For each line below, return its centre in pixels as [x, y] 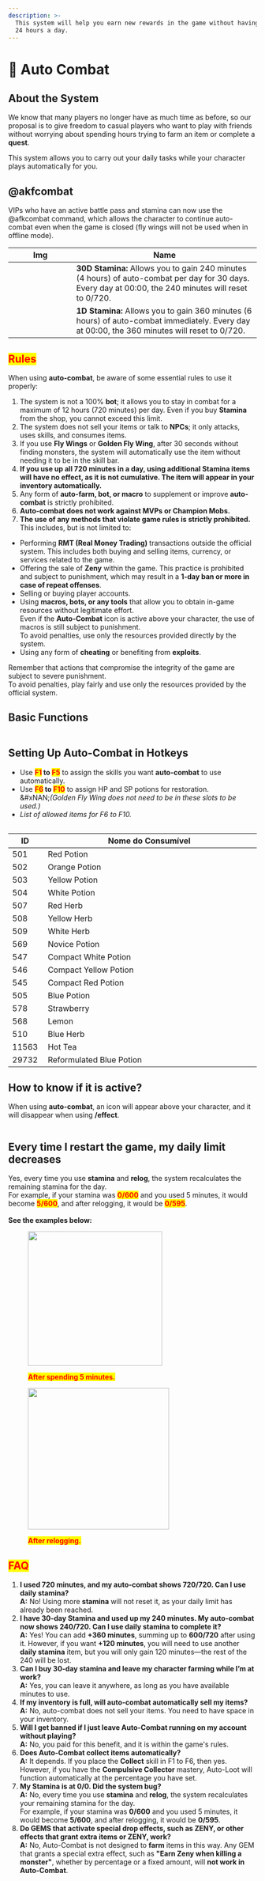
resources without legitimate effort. [77, 610]
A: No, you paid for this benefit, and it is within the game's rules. [124, 1744]
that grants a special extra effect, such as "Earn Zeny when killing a [131, 1854]
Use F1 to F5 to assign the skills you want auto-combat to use [120, 772]
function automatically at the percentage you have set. [108, 1778]
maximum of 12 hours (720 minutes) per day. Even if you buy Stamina [133, 410]
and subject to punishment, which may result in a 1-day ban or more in [134, 577]
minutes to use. [45, 1694]
